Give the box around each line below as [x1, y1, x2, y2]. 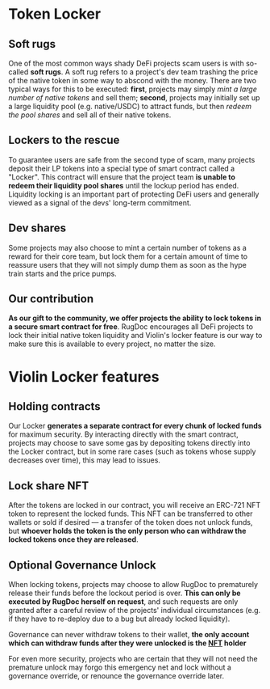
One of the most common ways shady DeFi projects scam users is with [8, 58, 244, 68]
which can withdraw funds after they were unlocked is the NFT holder [8, 638, 247, 648]
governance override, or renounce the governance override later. [8, 671, 224, 681]
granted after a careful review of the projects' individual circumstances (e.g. [8, 606, 261, 615]
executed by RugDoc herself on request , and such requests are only [8, 597, 239, 607]
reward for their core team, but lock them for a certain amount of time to [8, 252, 248, 261]
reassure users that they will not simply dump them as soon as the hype [8, 260, 247, 269]
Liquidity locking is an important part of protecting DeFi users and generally [8, 189, 260, 199]
